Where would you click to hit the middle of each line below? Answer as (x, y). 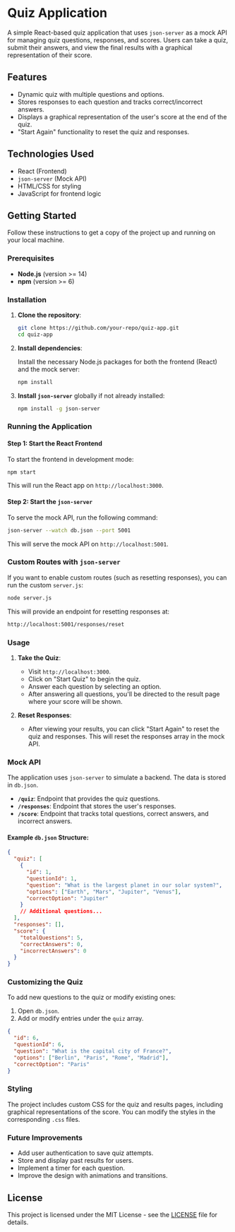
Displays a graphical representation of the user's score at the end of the (122, 116)
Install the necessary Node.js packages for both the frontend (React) (117, 361)
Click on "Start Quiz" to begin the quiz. (84, 678)
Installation (27, 299)
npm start (22, 472)
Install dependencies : (50, 348)
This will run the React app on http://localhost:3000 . (85, 486)
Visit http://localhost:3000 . (70, 671)
